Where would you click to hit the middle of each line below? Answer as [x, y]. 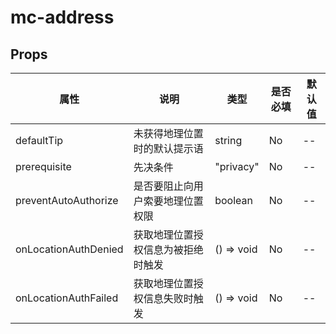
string [228, 140]
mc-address [62, 17]
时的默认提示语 [168, 148]
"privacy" [237, 166]
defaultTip [39, 140]
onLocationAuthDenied [69, 249]
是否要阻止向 [163, 186]
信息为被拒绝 [173, 249]
